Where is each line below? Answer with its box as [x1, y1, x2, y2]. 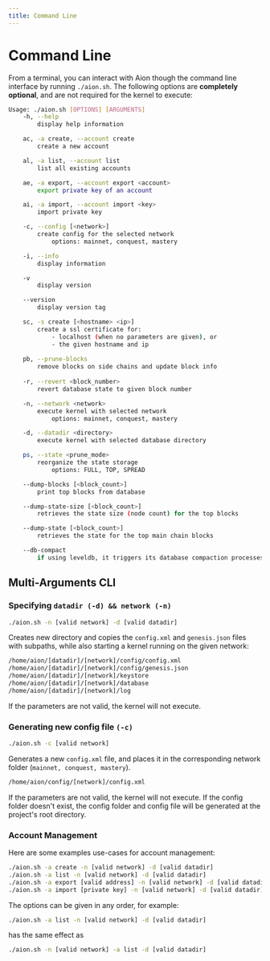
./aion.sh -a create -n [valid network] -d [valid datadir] [8, 864, 215, 872]
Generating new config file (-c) [8, 721, 133, 732]
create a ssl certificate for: [37, 325, 142, 333]
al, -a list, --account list [22, 157, 121, 165]
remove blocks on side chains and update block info [37, 363, 218, 371]
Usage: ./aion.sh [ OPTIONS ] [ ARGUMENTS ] [8, 105, 146, 113]
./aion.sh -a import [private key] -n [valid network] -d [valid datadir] [8, 886, 264, 894]
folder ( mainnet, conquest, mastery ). [8, 762, 131, 772]
